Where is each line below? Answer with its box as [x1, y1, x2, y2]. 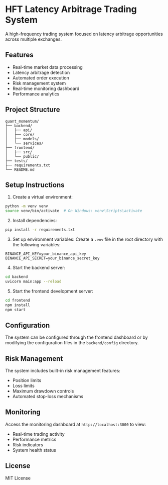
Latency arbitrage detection [12, 69, 70, 75]
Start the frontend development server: [12, 288, 94, 294]
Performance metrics [12, 436, 57, 442]
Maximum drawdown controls [12, 388, 74, 394]
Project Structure [5, 106, 60, 114]
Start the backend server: [12, 265, 66, 270]
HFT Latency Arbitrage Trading [5, 4, 137, 15]
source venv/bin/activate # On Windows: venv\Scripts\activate [5, 209, 142, 214]
